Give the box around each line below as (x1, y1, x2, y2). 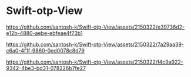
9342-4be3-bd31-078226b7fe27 (6, 64, 86, 71)
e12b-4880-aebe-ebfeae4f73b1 (6, 29, 83, 36)
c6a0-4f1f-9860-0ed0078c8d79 (6, 47, 85, 54)
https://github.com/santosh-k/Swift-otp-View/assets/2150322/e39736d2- (6, 23, 185, 30)
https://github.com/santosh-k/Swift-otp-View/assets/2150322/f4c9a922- (6, 58, 184, 65)
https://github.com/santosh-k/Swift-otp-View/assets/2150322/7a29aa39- (6, 41, 184, 48)
